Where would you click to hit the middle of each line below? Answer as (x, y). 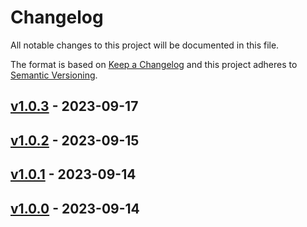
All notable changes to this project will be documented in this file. (145, 45)
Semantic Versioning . (54, 75)
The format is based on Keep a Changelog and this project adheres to (154, 64)
